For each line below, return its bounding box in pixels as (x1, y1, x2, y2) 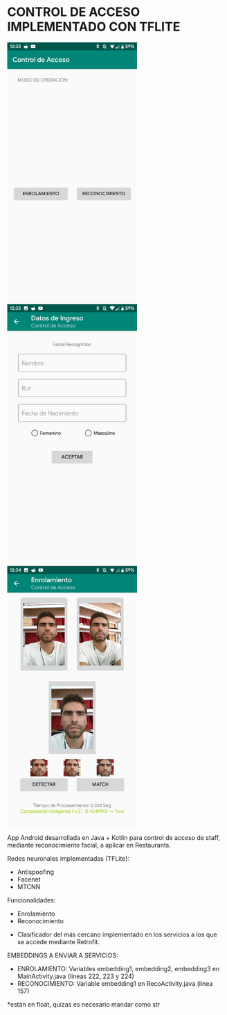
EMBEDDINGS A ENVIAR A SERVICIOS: (7, 951, 118, 959)
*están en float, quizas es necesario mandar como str (7, 1000, 161, 1008)
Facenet (17, 875, 41, 883)
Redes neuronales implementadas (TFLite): (7, 854, 130, 862)
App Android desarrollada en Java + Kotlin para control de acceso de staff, (7, 833, 220, 841)
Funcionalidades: (7, 896, 56, 904)
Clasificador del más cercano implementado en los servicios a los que (17, 930, 217, 939)
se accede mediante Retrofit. (17, 937, 100, 946)
